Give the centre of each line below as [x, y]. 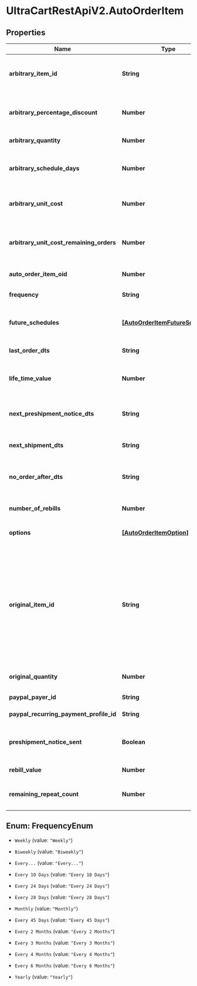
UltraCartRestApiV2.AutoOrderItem [95, 11]
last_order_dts [29, 351]
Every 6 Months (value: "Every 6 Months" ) [65, 965]
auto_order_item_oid [38, 274]
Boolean [134, 742]
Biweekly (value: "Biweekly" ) [49, 851]
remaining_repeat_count [44, 794]
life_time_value [30, 378]
